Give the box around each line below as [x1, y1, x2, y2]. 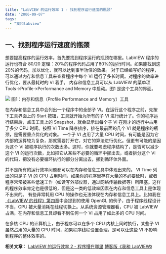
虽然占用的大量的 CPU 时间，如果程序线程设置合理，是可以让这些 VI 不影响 [5, 227, 158, 233]
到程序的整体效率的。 [5, 233, 48, 239]
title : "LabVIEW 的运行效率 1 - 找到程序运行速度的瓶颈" [5, 7, 113, 12]
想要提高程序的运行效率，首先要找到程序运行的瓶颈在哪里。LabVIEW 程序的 [5, 55, 159, 61]
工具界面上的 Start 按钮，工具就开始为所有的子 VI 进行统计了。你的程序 [9, 113, 154, 119]
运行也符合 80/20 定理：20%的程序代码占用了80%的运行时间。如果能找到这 [5, 61, 161, 67]
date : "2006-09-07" [5, 12, 45, 17]
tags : [5, 16, 16, 21]
